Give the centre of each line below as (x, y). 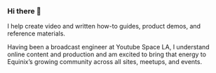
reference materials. (36, 33)
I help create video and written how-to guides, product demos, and (104, 26)
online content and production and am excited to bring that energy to (107, 54)
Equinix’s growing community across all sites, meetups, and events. (104, 62)
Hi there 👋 (25, 11)
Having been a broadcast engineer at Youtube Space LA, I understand (108, 47)
